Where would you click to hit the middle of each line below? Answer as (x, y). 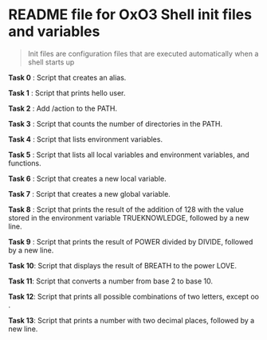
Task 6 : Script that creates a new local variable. (87, 178)
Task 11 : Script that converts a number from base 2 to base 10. (111, 281)
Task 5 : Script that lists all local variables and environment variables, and (129, 154)
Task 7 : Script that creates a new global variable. (90, 193)
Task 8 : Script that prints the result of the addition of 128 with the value (126, 209)
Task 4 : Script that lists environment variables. (86, 139)
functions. (25, 163)
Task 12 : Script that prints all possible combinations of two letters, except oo (133, 296)
